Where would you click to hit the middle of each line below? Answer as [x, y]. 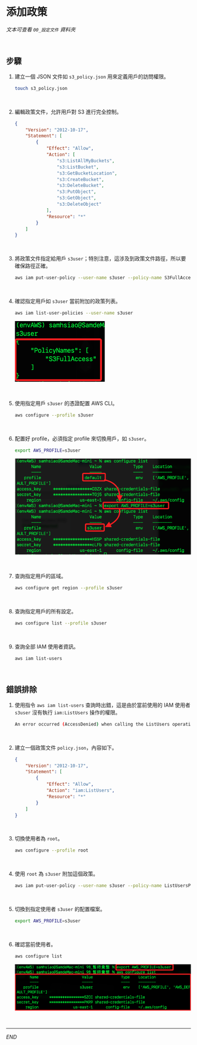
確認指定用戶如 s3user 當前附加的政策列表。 [68, 301]
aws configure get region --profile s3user [69, 588]
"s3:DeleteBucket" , [80, 186]
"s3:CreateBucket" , [80, 179]
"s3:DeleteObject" [79, 204]
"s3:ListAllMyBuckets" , [86, 161]
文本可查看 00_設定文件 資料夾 [41, 29]
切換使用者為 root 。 [39, 839]
